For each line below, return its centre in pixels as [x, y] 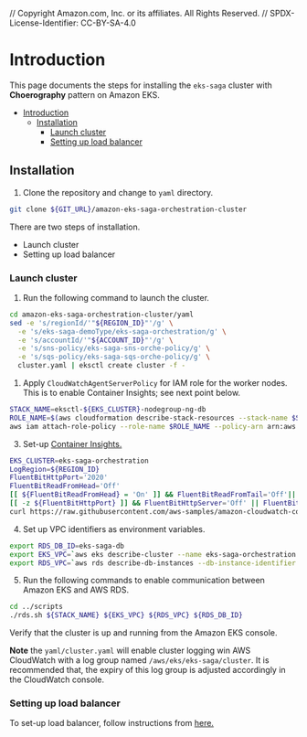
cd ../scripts [37, 607]
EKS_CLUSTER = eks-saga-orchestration [79, 461]
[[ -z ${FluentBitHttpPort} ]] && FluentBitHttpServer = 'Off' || [134, 503]
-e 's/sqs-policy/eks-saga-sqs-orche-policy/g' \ [114, 357]
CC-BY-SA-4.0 [109, 23]
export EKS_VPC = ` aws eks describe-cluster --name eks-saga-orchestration [153, 554]
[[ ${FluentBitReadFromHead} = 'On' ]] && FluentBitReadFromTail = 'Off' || [153, 495]
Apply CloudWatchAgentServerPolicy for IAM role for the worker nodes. [155, 383]
